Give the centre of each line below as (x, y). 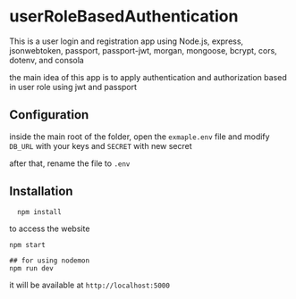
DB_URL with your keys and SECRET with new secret (101, 145)
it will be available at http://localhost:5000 (89, 285)
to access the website (50, 228)
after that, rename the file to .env (70, 163)
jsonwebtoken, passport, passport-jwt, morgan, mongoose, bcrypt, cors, (143, 50)
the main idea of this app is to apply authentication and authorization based (148, 77)
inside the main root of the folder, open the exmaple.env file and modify (140, 137)
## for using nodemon (50, 261)
